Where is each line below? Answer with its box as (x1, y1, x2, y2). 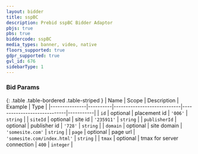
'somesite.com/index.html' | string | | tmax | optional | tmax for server (6, 134, 178, 142)
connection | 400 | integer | (6, 140, 73, 148)
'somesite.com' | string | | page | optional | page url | (6, 128, 136, 135)
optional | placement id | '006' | (110, 109, 188, 116)
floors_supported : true (6, 47, 65, 53)
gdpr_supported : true (6, 53, 60, 59)
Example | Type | (6, 103, 48, 110)
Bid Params (6, 84, 40, 92)
